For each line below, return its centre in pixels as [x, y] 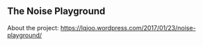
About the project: [33, 27]
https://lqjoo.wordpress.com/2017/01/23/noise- [128, 27]
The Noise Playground [56, 11]
